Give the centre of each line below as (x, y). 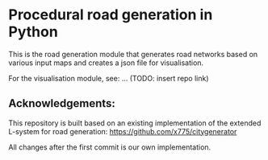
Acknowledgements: (62, 103)
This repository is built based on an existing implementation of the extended (135, 123)
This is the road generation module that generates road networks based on (133, 54)
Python (33, 32)
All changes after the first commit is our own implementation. (110, 147)
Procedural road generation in (111, 15)
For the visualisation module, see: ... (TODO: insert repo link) (109, 78)
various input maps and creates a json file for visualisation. (106, 63)
